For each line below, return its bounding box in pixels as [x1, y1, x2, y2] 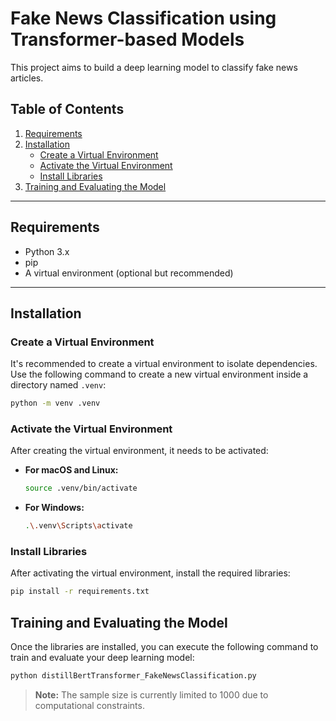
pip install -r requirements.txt [10, 587, 150, 597]
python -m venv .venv [10, 398, 101, 409]
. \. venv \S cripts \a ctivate [24, 521, 133, 531]
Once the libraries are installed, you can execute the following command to [10, 641, 319, 653]
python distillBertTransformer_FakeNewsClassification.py [10, 671, 257, 681]
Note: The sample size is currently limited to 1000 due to [34, 689, 269, 701]
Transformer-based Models [10, 28, 245, 51]
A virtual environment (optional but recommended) [24, 267, 234, 279]
